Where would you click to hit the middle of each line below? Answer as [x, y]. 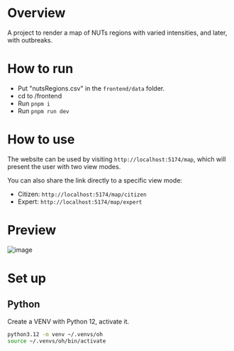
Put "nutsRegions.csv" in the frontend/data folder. [91, 88]
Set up [27, 278]
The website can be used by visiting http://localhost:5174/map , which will [117, 159]
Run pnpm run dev [43, 110]
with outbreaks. [30, 40]
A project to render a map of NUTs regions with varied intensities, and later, [117, 33]
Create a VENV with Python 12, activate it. [68, 321]
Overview [37, 13]
